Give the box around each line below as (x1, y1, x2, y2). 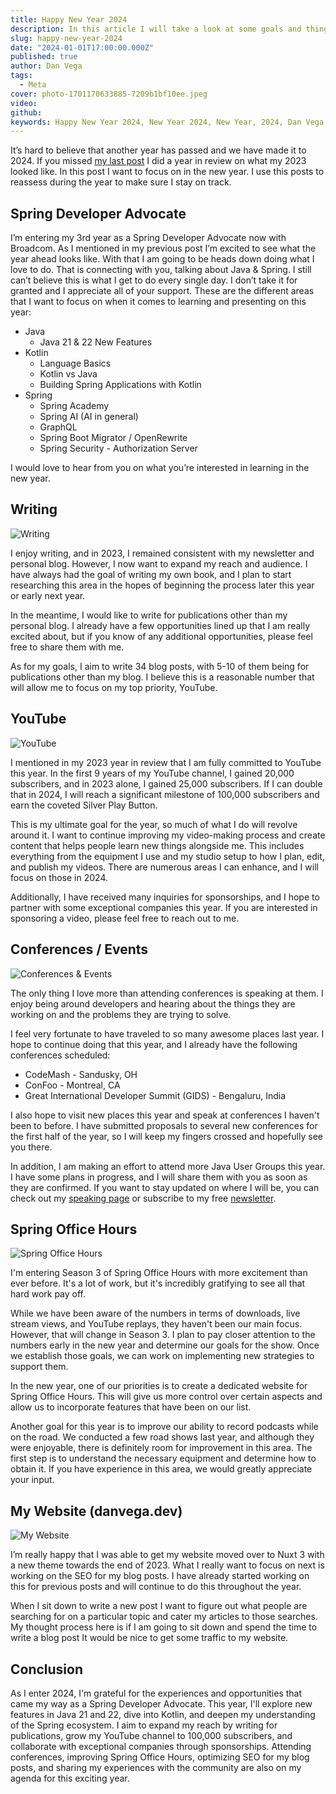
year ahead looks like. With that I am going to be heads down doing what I (10, 253, 315, 265)
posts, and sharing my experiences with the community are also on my (10, 1761, 302, 1773)
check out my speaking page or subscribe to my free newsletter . (10, 1192, 277, 1204)
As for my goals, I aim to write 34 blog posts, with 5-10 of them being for (10, 660, 310, 672)
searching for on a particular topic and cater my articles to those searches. (10, 1611, 318, 1623)
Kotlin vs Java (39, 368, 98, 380)
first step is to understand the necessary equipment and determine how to (10, 1452, 317, 1465)
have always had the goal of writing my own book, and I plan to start (10, 568, 292, 580)
